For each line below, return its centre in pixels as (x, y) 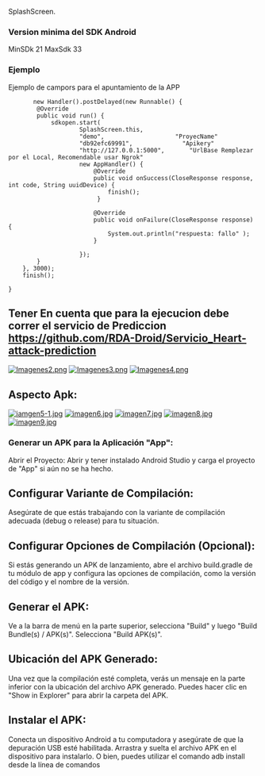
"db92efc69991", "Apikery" (147, 143)
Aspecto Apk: (43, 395)
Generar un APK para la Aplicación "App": (91, 443)
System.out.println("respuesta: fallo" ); (179, 233)
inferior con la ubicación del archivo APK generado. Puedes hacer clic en (128, 686)
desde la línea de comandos (54, 764)
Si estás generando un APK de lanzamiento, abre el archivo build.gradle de (131, 565)
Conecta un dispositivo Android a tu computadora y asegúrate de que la (126, 739)
